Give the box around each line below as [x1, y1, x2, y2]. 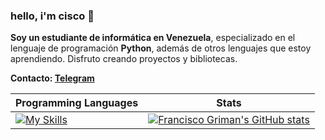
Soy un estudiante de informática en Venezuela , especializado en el [10, 32, 296, 44]
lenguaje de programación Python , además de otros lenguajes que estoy [10, 42, 312, 54]
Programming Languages [15, 96, 139, 110]
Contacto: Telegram [10, 72, 95, 84]
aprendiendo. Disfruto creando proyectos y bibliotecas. [10, 53, 238, 65]
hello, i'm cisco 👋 [10, 9, 95, 23]
